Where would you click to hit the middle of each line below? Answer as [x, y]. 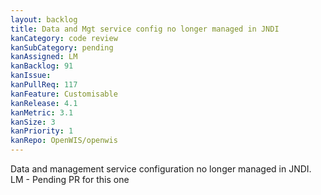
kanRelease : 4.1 [44, 103]
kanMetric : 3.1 [42, 112]
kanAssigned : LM [44, 57]
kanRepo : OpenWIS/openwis [64, 141]
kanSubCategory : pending [62, 47]
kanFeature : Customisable [64, 94]
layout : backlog [44, 19]
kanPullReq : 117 [44, 85]
